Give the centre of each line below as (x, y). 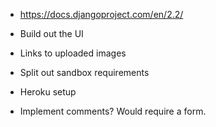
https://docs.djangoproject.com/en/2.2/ (101, 14)
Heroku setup (48, 92)
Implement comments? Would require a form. (113, 111)
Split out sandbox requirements (84, 72)
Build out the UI (51, 33)
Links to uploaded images (73, 53)
